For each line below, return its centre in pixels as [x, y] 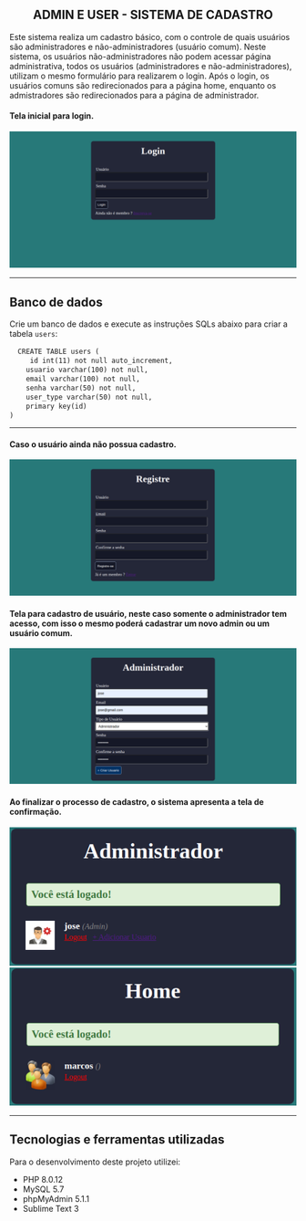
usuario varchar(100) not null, [87, 370]
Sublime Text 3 [51, 1208]
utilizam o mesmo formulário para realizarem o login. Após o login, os [140, 76]
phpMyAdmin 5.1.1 [56, 1198]
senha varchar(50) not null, [81, 388]
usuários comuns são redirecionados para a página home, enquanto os [143, 85]
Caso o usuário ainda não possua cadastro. [93, 444]
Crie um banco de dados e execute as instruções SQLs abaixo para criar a [149, 324]
